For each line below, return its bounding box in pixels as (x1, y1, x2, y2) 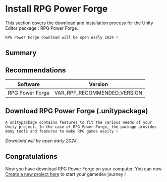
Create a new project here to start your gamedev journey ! (5, 171, 126, 177)
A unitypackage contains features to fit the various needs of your (5, 120, 152, 125)
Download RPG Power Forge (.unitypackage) (5, 107, 148, 115)
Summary (5, 49, 37, 57)
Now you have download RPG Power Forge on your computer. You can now (5, 165, 162, 172)
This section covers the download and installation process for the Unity (5, 20, 153, 26)
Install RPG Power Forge (5, 3, 108, 15)
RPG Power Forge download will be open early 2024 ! (5, 35, 119, 40)
